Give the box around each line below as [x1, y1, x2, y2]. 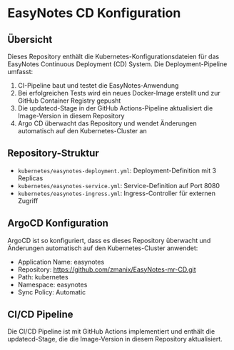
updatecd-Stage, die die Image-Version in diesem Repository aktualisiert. [7, 335, 223, 344]
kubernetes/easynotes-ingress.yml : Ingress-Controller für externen [17, 189, 216, 197]
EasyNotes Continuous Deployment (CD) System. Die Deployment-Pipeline [7, 60, 228, 68]
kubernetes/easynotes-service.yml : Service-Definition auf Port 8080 [17, 181, 220, 190]
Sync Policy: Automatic [17, 287, 86, 297]
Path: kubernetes [17, 272, 69, 281]
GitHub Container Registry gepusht [17, 96, 121, 105]
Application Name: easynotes [17, 257, 105, 266]
